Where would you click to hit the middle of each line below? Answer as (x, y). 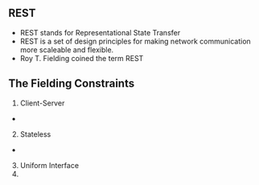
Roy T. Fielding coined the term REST (82, 58)
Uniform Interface (49, 165)
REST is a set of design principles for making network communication (135, 41)
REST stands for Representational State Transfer (100, 32)
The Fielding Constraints (72, 84)
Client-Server (42, 103)
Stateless (35, 134)
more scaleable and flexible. (67, 49)
